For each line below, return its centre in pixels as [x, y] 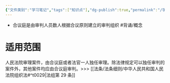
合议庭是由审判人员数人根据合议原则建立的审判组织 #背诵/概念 [77, 25]
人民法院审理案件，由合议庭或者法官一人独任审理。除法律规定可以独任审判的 [85, 62]
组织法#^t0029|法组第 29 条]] [45, 75]
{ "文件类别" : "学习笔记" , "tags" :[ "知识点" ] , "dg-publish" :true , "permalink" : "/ [84, 10]
